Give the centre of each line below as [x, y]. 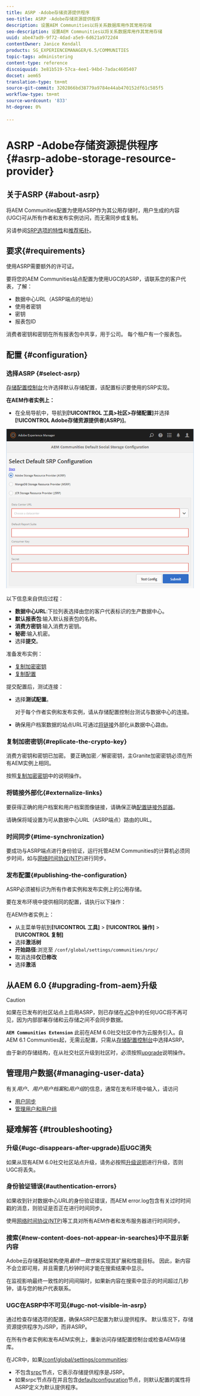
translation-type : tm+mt [37, 82]
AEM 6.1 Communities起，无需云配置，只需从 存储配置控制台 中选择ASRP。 [97, 1040]
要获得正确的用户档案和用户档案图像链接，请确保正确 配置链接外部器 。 [92, 807]
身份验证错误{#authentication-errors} [62, 1187]
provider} [30, 171]
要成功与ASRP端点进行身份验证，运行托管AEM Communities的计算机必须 [96, 850]
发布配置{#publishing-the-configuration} [67, 875]
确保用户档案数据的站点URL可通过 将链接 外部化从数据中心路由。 [93, 725]
